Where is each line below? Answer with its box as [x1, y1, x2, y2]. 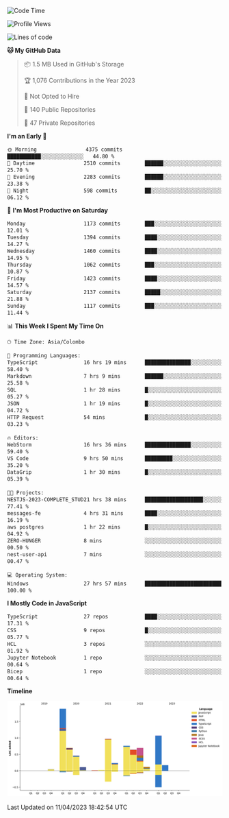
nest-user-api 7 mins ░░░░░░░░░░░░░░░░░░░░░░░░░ [7, 551, 222, 558]
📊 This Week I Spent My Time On [7, 322, 104, 330]
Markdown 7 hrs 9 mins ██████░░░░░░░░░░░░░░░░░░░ [7, 373, 222, 380]
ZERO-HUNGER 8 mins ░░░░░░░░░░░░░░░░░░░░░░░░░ [7, 538, 222, 544]
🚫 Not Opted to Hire [23, 93, 80, 100]
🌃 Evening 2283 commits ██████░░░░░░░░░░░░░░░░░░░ [7, 173, 222, 180]
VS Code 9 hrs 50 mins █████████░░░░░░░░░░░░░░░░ [7, 455, 222, 462]
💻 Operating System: [7, 572, 68, 579]
